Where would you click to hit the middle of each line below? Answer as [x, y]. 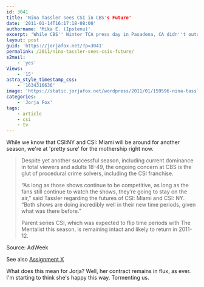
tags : [13, 108]
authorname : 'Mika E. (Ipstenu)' [49, 29]
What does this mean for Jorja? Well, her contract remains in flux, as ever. [99, 271]
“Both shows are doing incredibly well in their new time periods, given [108, 205]
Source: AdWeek [27, 247]
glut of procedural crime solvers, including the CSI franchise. [97, 173]
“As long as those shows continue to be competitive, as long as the [105, 185]
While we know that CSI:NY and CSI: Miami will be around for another [93, 142]
